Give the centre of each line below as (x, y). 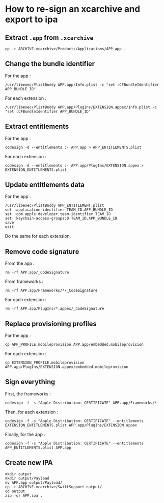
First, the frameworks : (28, 393)
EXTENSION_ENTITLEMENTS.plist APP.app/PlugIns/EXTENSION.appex (71, 425)
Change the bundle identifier (50, 64)
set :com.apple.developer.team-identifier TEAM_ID (58, 214)
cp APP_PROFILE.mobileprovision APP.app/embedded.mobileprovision (74, 345)
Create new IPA (29, 463)
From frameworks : (24, 281)
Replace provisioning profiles (51, 323)
